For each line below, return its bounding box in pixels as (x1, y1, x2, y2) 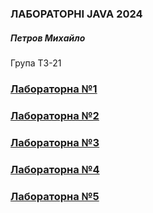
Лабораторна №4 (10, 162, 100, 176)
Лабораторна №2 (10, 108, 100, 122)
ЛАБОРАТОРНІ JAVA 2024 (10, 7, 143, 21)
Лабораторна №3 (10, 135, 100, 149)
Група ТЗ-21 (10, 57, 62, 69)
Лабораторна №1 (10, 82, 98, 96)
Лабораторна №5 (10, 189, 100, 203)
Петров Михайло (10, 32, 86, 44)
